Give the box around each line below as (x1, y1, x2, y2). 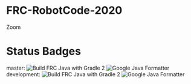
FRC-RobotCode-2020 (6, 4, 123, 17)
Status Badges (6, 44, 82, 58)
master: (6, 64, 25, 71)
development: (6, 70, 40, 78)
